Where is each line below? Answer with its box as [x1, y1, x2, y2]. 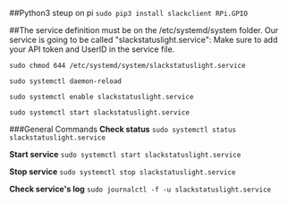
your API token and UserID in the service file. [9, 44, 175, 55]
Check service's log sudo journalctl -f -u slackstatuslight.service [9, 183, 271, 194]
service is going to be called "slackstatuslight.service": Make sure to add [9, 35, 278, 45]
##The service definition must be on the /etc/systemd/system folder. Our [9, 25, 279, 35]
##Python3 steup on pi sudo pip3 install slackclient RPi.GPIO [9, 8, 249, 18]
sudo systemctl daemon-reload [9, 77, 123, 86]
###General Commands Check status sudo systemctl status [9, 124, 237, 134]
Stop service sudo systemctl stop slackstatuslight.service [9, 166, 236, 177]
